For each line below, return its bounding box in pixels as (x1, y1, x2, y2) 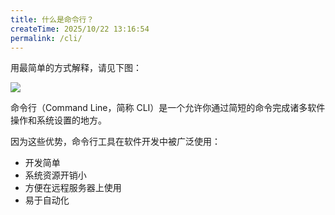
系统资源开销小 (24, 169, 87, 181)
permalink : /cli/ (10, 33, 83, 43)
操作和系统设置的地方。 (10, 114, 107, 126)
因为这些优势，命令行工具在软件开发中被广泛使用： (10, 136, 221, 148)
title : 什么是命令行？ (10, 14, 95, 25)
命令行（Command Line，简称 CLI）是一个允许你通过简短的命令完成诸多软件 (10, 102, 326, 114)
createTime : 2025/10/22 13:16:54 (10, 24, 150, 34)
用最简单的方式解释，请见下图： (10, 62, 142, 74)
